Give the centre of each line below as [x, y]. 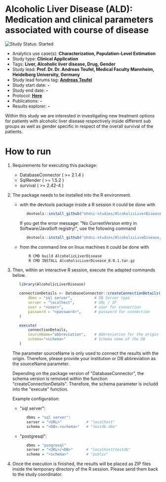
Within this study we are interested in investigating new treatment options [80, 115]
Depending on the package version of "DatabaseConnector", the [78, 373]
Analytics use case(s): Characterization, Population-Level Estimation [84, 54]
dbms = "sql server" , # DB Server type [79, 298]
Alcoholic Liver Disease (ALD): [69, 9]
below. [19, 275]
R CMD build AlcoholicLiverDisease [65, 256]
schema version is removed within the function [60, 378]
